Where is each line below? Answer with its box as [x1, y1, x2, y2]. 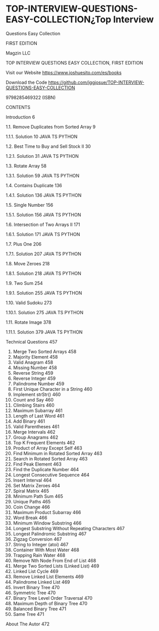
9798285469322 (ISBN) [6, 94, 56, 100]
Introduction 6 [6, 114, 35, 120]
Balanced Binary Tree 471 [13, 606, 67, 612]
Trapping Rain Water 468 [13, 552, 66, 558]
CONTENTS [6, 104, 31, 110]
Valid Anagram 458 [13, 359, 54, 365]
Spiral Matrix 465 [13, 488, 49, 494]
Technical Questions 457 [6, 338, 58, 345]
